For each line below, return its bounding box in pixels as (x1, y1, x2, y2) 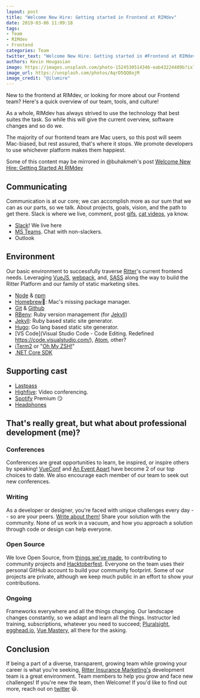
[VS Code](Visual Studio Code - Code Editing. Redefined (14, 329, 154, 337)
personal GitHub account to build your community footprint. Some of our (6, 566, 185, 573)
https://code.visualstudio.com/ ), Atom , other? (14, 336, 127, 343)
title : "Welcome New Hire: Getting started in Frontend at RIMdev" (6, 14, 177, 20)
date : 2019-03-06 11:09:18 (6, 20, 73, 26)
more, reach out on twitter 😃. (6, 685, 79, 692)
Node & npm (14, 292, 46, 299)
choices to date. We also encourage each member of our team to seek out (6, 472, 189, 479)
